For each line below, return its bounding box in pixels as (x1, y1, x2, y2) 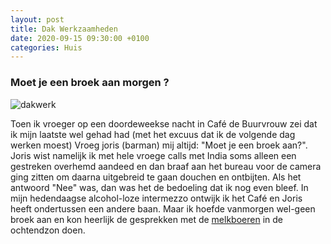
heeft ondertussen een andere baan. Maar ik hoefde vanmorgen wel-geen (10, 202, 316, 215)
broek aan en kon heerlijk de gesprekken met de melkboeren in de (10, 213, 283, 225)
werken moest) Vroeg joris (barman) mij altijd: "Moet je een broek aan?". (10, 139, 308, 151)
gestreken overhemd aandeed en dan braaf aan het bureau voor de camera (10, 160, 322, 172)
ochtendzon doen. (10, 224, 86, 236)
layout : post (10, 14, 65, 25)
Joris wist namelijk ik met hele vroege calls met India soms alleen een (10, 149, 297, 161)
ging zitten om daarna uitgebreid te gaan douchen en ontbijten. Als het (10, 171, 302, 183)
